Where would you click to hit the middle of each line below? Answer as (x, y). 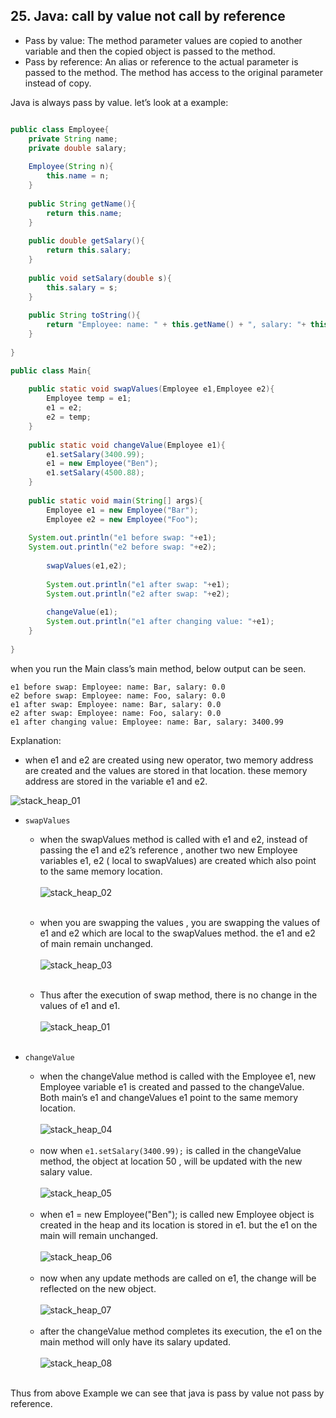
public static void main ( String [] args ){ (115, 500)
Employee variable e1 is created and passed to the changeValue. (172, 1086)
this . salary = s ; (82, 287)
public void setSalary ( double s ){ (100, 278)
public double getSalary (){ (86, 241)
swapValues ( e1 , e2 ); (87, 566)
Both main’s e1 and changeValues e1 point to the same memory (168, 1097)
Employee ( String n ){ (71, 167)
